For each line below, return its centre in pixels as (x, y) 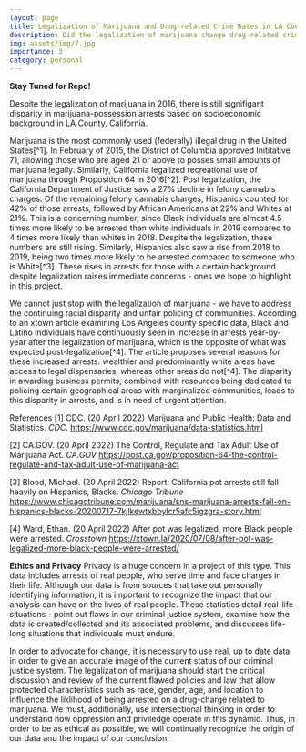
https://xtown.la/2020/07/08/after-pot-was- (191, 539)
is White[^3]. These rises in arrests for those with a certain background (143, 266)
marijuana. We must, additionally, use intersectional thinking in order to (143, 709)
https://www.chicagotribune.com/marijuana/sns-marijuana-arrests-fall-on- (150, 501)
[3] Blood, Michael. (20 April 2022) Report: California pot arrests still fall (144, 482)
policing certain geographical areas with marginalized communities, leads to (153, 391)
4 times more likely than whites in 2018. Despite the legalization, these (141, 237)
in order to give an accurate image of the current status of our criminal (142, 661)
